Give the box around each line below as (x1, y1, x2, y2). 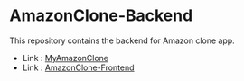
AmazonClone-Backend (9, 5, 193, 26)
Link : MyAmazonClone (22, 52, 109, 63)
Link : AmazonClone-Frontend (22, 62, 135, 73)
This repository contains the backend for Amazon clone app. (9, 35, 235, 46)
